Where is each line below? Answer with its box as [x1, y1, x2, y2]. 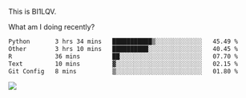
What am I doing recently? [8, 22, 95, 31]
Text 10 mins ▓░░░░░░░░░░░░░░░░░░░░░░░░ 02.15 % [8, 60, 239, 68]
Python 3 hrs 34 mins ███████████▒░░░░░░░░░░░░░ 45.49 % [8, 37, 239, 45]
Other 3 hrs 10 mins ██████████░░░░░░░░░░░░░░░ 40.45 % [8, 45, 239, 53]
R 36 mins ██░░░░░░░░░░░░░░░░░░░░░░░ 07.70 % [8, 52, 239, 61]
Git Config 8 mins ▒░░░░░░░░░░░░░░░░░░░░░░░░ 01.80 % [8, 67, 239, 75]
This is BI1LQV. [8, 7, 57, 16]
